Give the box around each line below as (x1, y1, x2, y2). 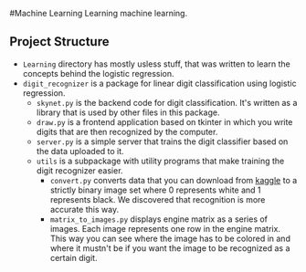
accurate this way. (49, 204, 120, 214)
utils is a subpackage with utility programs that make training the (36, 155, 285, 166)
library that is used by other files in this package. (36, 107, 220, 118)
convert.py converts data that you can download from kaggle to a (49, 174, 298, 185)
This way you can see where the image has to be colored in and (49, 233, 290, 244)
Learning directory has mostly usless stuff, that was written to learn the (22, 58, 290, 69)
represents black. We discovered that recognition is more (49, 194, 266, 204)
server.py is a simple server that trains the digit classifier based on (36, 136, 289, 147)
